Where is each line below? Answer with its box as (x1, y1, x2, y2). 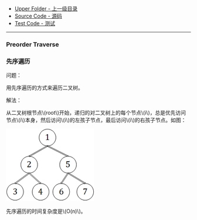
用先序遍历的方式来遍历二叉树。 (6, 84, 83, 91)
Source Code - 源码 (14, 12, 63, 19)
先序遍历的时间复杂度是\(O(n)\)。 (6, 208, 86, 215)
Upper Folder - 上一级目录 (14, 5, 78, 12)
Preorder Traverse (6, 40, 59, 48)
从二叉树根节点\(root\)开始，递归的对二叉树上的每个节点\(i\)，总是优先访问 (6, 109, 186, 116)
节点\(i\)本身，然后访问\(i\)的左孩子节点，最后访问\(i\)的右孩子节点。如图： (6, 116, 186, 124)
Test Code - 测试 (14, 20, 56, 26)
